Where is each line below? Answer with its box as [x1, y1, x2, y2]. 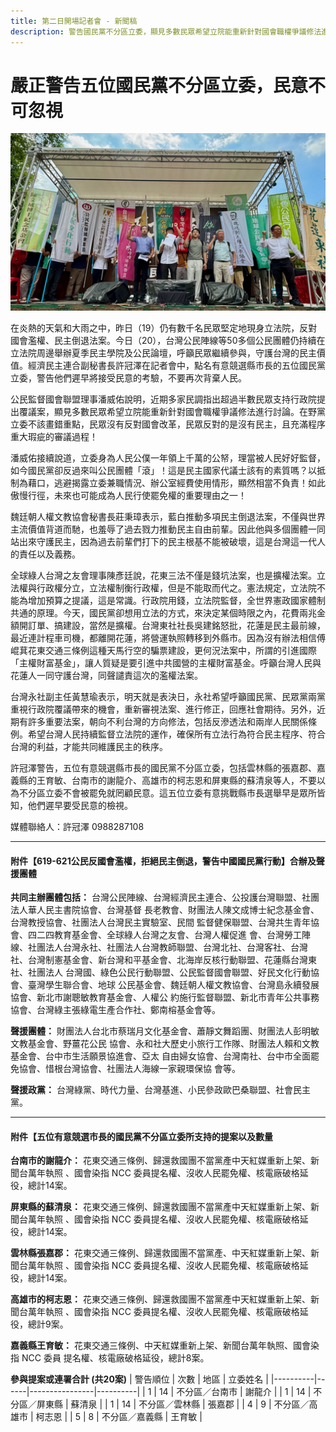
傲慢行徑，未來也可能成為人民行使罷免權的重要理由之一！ [10, 489, 247, 501]
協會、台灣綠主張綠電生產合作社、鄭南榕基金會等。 [10, 1004, 221, 1016]
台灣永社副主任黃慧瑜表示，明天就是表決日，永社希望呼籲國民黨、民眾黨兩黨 [10, 690, 326, 702]
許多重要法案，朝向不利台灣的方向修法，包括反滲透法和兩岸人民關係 [27, 715, 308, 727]
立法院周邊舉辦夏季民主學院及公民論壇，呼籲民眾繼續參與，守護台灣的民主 [10, 346, 317, 359]
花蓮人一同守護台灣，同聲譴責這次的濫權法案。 [10, 669, 203, 681]
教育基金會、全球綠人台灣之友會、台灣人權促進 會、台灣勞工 [53, 929, 302, 941]
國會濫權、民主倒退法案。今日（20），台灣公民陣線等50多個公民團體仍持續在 [10, 334, 326, 346]
